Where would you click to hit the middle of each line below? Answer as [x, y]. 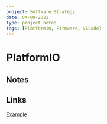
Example [17, 114]
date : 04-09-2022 [27, 17]
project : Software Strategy [41, 12]
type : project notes [32, 23]
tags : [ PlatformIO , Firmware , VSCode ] [54, 28]
